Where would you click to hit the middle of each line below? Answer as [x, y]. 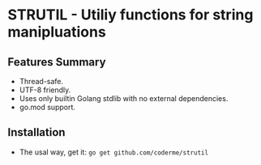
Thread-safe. [41, 81]
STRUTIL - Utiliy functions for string [130, 15]
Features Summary [57, 62]
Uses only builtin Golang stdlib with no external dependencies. [124, 98]
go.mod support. [47, 107]
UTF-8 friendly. [45, 90]
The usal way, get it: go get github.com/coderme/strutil [113, 152]
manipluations [57, 32]
